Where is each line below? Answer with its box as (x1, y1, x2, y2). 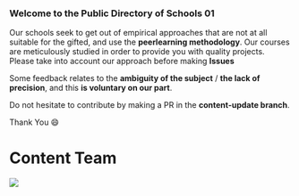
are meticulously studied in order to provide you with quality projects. (9, 46, 266, 57)
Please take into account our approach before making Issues (9, 56, 235, 67)
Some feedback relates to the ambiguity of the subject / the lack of (9, 73, 261, 84)
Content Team (9, 148, 117, 168)
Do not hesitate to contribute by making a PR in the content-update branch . (9, 100, 290, 110)
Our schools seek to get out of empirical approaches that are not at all (9, 28, 268, 38)
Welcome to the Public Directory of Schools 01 (9, 7, 215, 20)
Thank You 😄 (9, 117, 60, 127)
